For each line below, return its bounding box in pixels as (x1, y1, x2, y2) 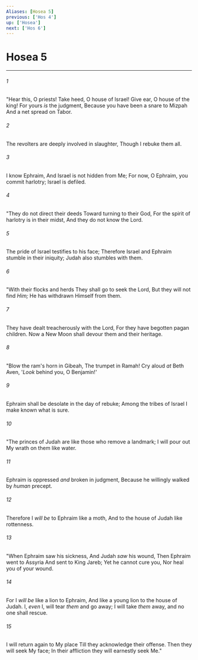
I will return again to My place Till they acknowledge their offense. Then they (6, 641, 192, 648)
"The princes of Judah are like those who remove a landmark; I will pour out (6, 438, 190, 445)
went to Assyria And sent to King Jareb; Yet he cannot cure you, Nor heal (6, 559, 184, 566)
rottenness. (6, 520, 34, 528)
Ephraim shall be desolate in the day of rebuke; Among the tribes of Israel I (6, 400, 187, 408)
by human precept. (6, 482, 52, 490)
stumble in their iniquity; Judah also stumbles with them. (6, 254, 143, 261)
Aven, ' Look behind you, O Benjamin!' (6, 368, 97, 375)
